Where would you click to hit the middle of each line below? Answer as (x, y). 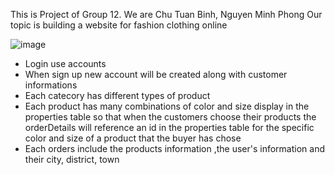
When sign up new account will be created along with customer (156, 74)
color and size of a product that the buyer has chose (133, 138)
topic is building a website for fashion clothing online (119, 25)
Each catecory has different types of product (117, 95)
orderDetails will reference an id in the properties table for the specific (169, 127)
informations (51, 85)
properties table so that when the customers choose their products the (170, 117)
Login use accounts (65, 63)
